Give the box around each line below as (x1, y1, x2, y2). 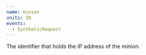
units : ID (6, 15, 32, 21)
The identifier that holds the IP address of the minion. (6, 43, 141, 50)
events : (6, 20, 26, 26)
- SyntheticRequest (12, 26, 62, 32)
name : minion (6, 9, 40, 15)
